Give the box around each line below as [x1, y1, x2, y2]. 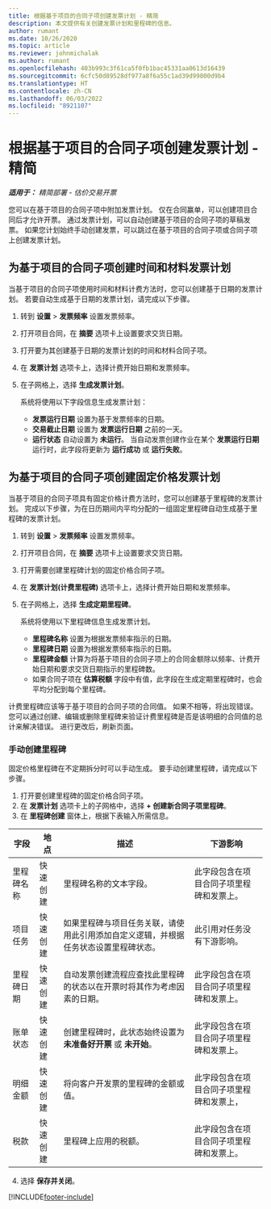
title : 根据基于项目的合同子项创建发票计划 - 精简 [8, 11, 159, 20]
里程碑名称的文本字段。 [63, 878, 153, 889]
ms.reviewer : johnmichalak [8, 49, 99, 57]
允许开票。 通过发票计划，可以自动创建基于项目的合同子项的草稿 [29, 215, 244, 225]
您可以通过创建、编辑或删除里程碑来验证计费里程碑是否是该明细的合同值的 [8, 712, 256, 721]
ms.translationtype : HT [8, 79, 89, 87]
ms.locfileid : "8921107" [8, 102, 92, 110]
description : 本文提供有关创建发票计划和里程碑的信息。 [8, 19, 176, 27]
